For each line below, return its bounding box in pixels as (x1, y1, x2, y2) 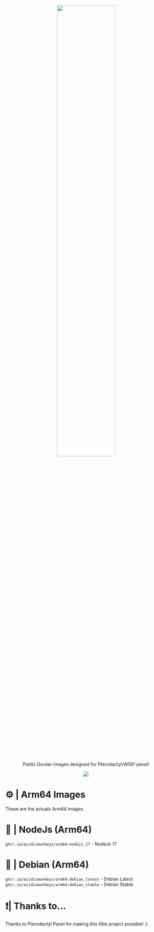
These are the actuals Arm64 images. (5, 806, 84, 812)
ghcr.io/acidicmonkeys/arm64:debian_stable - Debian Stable (5, 881, 134, 887)
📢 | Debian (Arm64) (5, 859, 89, 871)
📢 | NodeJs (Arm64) (5, 824, 92, 835)
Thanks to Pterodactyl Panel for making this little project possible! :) (5, 921, 148, 927)
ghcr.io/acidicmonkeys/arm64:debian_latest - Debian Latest (5, 875, 133, 882)
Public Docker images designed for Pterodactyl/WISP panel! (23, 761, 149, 767)
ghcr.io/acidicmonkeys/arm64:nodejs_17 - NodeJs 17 (5, 840, 117, 847)
